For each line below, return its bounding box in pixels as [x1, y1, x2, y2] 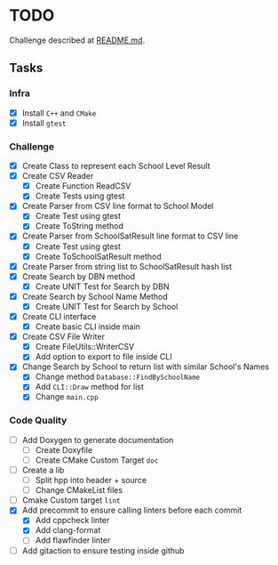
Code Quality [9, 415, 68, 427]
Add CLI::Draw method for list [35, 382, 145, 392]
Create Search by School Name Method [21, 291, 169, 302]
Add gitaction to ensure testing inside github [21, 545, 185, 556]
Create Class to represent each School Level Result [21, 161, 210, 172]
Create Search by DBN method [21, 270, 136, 281]
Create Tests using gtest [35, 190, 125, 201]
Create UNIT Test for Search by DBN [35, 281, 170, 292]
